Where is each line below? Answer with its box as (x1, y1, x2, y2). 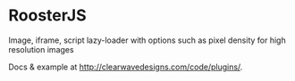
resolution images (8, 44, 74, 54)
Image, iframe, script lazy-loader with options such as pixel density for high (8, 35, 287, 45)
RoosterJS (8, 5, 87, 26)
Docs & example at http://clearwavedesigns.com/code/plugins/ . (8, 61, 243, 72)
